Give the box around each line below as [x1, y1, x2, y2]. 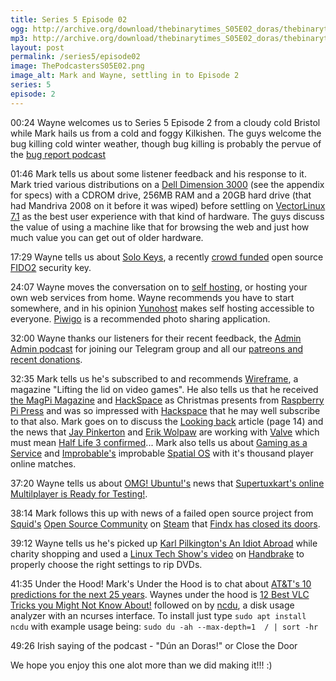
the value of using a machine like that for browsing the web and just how [10, 221, 310, 233]
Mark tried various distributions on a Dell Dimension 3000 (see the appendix [10, 178, 325, 190]
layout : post [10, 42, 65, 53]
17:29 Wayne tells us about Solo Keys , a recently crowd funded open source [10, 251, 324, 263]
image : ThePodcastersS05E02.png [10, 61, 145, 71]
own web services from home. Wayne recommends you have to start [10, 291, 295, 303]
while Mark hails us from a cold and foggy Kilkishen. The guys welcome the [10, 127, 322, 139]
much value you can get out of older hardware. [10, 231, 204, 243]
